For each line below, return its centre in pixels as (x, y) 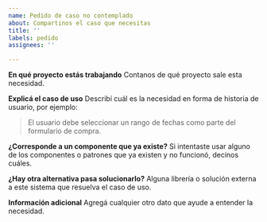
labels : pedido (33, 38)
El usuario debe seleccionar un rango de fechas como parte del (132, 123)
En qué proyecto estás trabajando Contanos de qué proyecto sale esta (125, 75)
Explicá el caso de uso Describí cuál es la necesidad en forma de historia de (133, 99)
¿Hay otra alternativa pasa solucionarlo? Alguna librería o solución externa (132, 179)
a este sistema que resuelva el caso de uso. (80, 187)
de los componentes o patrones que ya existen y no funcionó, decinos (124, 155)
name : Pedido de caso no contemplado (71, 16)
